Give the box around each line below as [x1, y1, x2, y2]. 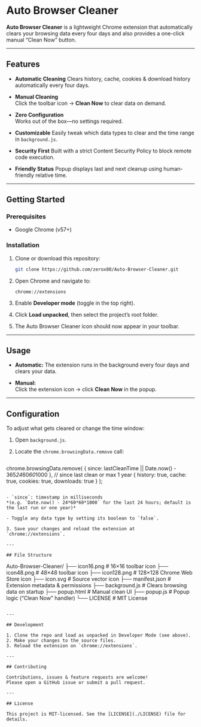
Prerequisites [6, 212, 46, 221]
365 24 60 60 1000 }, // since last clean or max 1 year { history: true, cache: [6, 471, 187, 479]
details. [6, 716, 28, 723]
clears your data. [14, 368, 57, 375]
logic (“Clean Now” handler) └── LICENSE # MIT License [6, 594, 148, 602]
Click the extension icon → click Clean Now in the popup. [14, 386, 157, 393]
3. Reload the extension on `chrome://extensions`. [6, 643, 138, 649]
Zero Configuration [14, 111, 64, 118]
